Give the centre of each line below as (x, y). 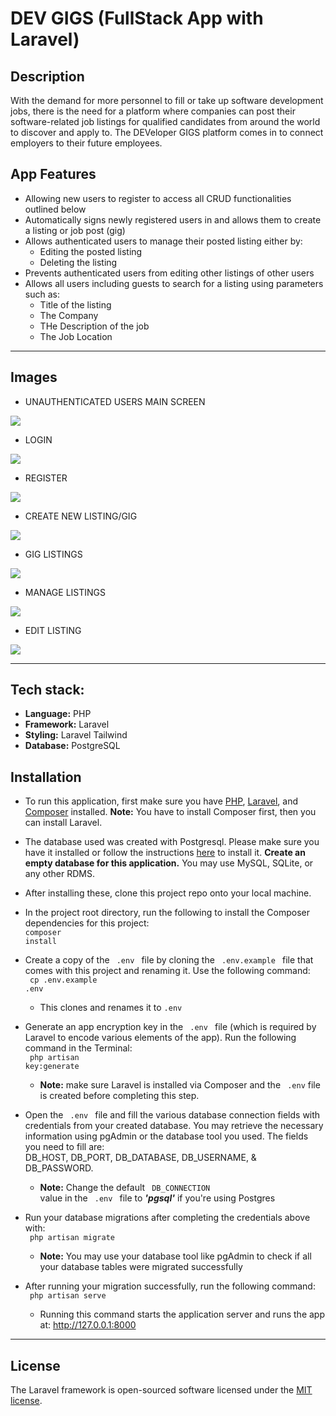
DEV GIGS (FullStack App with (137, 18)
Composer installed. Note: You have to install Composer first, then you (170, 812)
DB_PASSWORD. (59, 1168)
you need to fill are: (64, 1147)
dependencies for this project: (87, 923)
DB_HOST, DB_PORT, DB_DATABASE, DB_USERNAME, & (140, 1158)
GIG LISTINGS (53, 554)
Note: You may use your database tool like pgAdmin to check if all (175, 1256)
